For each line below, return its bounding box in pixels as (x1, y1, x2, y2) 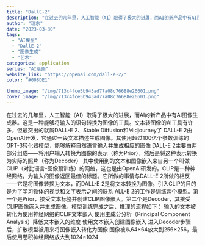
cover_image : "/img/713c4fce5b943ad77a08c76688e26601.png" (6, 94, 160, 100)
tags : (6, 32, 20, 38)
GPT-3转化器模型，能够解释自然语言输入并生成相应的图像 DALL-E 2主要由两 (6, 142, 197, 149)
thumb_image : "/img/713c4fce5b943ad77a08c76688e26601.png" (6, 88, 160, 95)
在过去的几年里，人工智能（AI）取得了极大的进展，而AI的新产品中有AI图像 (6, 111, 193, 118)
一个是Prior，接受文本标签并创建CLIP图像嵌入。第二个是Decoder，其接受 (6, 195, 191, 202)
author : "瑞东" (6, 20, 43, 26)
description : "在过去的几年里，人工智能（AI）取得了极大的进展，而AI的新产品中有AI (6, 15, 197, 21)
